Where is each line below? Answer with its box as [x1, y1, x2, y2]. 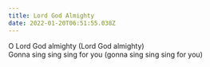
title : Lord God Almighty [8, 11, 94, 20]
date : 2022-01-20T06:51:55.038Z [8, 19, 116, 27]
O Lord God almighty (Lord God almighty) [8, 41, 145, 50]
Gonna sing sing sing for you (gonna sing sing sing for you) [8, 49, 204, 59]
